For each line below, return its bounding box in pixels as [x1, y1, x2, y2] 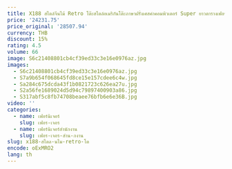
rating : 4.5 [7, 42, 41, 49]
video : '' [7, 100, 36, 107]
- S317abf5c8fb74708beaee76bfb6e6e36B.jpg [13, 94, 137, 101]
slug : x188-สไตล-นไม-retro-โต [7, 139, 90, 146]
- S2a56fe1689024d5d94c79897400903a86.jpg [13, 87, 137, 94]
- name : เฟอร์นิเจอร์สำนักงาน [13, 126, 78, 132]
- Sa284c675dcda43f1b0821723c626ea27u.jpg [13, 81, 137, 88]
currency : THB [7, 29, 48, 37]
